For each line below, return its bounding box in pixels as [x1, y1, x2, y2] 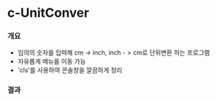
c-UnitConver [7, 5, 90, 21]
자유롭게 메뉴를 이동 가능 [17, 58, 86, 66]
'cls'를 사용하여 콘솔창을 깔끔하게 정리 [17, 66, 122, 74]
